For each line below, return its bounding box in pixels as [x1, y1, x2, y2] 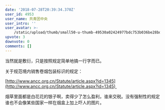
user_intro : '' [5, 21, 36, 26]
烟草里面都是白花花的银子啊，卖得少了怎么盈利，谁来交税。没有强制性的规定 [5, 93, 160, 99]
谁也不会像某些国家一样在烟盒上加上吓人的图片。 [5, 99, 104, 106]
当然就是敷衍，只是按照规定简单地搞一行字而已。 [5, 57, 104, 64]
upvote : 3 [5, 35, 26, 40]
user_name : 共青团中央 [5, 16, 48, 21]
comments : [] [5, 44, 32, 49]
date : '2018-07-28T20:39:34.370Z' [5, 7, 76, 12]
